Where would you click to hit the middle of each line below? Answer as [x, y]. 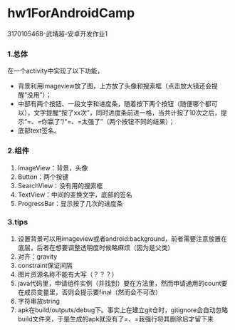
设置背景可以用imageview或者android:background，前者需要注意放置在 [122, 238]
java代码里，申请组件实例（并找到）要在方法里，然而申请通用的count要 [122, 283]
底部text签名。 [39, 130]
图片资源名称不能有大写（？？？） [68, 274]
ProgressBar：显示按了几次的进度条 [70, 203]
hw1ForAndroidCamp [71, 13]
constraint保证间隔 [45, 265]
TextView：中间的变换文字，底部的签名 [75, 195]
